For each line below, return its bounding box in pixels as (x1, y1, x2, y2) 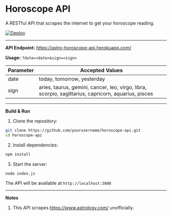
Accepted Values (80, 67, 123, 74)
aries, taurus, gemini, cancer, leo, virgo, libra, (38, 83, 147, 91)
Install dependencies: (12, 142, 58, 148)
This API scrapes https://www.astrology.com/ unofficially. (12, 205, 134, 211)
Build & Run (5, 108, 31, 114)
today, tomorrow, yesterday (38, 75, 105, 82)
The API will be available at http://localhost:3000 (5, 180, 112, 186)
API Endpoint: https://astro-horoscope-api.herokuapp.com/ (5, 45, 132, 51)
